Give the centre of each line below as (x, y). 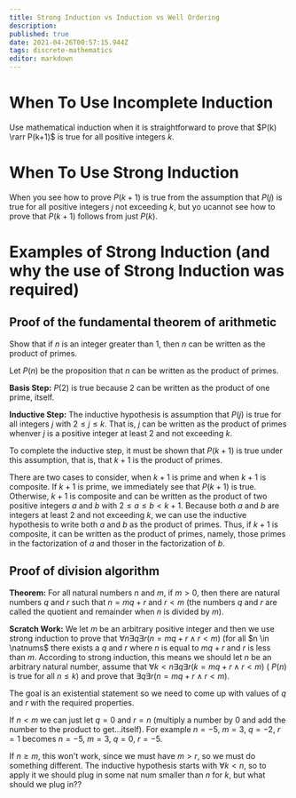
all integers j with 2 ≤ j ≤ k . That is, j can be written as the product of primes (148, 424)
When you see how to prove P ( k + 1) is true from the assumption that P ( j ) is (146, 197)
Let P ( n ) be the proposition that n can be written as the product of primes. (144, 371)
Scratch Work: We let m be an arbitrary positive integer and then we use (142, 628)
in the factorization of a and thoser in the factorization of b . (117, 543)
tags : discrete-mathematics (61, 51)
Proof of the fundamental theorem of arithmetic (143, 322)
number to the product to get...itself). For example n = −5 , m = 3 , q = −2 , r (145, 729)
